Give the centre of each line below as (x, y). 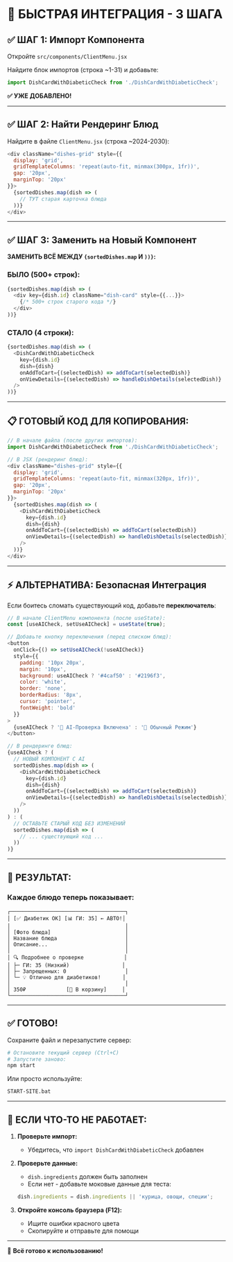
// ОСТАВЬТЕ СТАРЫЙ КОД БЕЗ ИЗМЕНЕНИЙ (70, 823)
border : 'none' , (43, 689)
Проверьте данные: (48, 1164)
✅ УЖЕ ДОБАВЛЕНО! (40, 96)
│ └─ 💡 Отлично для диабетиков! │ (67, 977)
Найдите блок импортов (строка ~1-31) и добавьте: (83, 70)
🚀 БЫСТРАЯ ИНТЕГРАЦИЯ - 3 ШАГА (115, 14)
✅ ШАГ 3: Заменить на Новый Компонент (102, 240)
